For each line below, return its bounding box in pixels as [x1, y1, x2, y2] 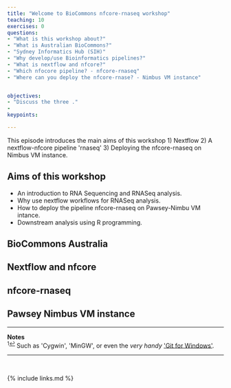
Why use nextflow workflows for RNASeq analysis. [16, 196, 161, 205]
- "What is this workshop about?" [7, 36, 107, 43]
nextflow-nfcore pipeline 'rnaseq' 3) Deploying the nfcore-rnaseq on [7, 144, 201, 152]
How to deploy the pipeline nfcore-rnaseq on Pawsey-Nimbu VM [16, 203, 201, 212]
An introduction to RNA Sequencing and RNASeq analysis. [16, 189, 182, 197]
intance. [16, 211, 41, 219]
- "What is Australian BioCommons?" [7, 42, 112, 49]
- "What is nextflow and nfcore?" [7, 61, 107, 68]
